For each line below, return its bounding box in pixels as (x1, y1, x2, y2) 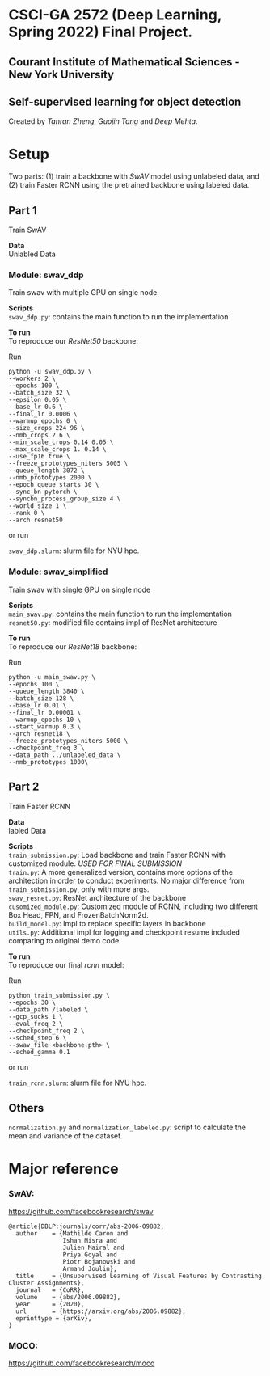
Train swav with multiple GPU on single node (8, 288, 158, 298)
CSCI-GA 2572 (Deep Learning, (8, 6, 222, 24)
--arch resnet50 (8, 516, 63, 525)
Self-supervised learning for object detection (8, 95, 242, 108)
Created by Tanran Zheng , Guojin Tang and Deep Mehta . (8, 116, 198, 126)
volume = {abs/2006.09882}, (15, 1293, 121, 1301)
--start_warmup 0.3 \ (8, 722, 82, 731)
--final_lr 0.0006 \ (8, 410, 78, 418)
